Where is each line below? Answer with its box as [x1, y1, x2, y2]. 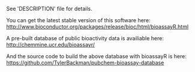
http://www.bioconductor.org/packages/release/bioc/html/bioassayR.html [6, 23, 189, 30]
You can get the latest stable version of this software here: [6, 17, 151, 23]
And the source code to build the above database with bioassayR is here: [6, 53, 187, 59]
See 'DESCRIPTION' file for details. [6, 5, 92, 12]
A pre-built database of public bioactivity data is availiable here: [6, 35, 164, 41]
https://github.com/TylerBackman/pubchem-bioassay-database [6, 59, 164, 66]
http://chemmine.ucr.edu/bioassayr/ [6, 41, 95, 48]
